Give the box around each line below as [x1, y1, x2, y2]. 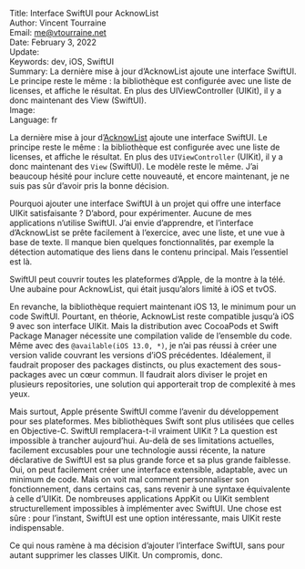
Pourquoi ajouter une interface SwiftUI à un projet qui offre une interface [9, 198, 281, 209]
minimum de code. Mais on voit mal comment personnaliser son [9, 474, 249, 484]
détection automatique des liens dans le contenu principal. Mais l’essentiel [9, 246, 289, 257]
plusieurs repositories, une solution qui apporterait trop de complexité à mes [9, 378, 296, 389]
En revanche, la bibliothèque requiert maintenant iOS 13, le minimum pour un [9, 301, 297, 312]
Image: [9, 105, 36, 115]
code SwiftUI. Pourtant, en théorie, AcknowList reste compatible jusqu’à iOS [9, 311, 295, 322]
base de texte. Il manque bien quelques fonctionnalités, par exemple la [9, 237, 275, 247]
